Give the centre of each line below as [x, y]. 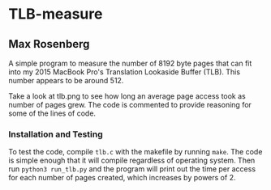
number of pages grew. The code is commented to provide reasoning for [130, 105]
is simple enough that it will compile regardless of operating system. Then [132, 160]
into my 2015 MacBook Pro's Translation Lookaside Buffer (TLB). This [125, 72]
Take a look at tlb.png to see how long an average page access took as [127, 96]
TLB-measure [56, 14]
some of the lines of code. [52, 113]
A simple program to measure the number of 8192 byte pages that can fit [130, 63]
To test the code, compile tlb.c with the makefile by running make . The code [135, 152]
